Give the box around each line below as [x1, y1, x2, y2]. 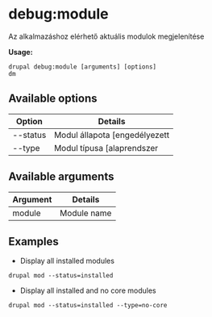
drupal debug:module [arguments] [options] [8, 62, 157, 71]
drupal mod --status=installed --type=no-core [8, 302, 168, 310]
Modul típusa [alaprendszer [53, 142, 159, 153]
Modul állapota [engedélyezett [53, 129, 170, 140]
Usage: [8, 47, 34, 56]
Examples [8, 235, 59, 248]
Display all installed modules [19, 256, 115, 266]
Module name [60, 207, 112, 219]
